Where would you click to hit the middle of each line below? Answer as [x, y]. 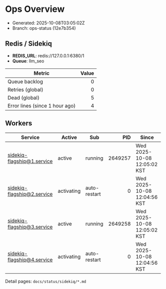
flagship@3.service [30, 227]
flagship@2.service [30, 194]
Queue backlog [25, 81]
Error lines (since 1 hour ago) [41, 106]
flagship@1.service [30, 161]
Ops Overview [35, 9]
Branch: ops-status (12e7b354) [44, 28]
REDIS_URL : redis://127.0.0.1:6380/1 [48, 56]
